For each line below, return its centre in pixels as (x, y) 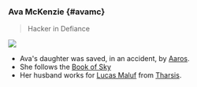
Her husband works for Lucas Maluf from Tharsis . (100, 75)
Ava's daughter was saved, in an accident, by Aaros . (105, 59)
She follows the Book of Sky (65, 67)
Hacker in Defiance (59, 29)
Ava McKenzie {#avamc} (57, 12)
